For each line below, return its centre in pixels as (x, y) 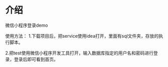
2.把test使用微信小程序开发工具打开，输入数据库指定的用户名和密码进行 (79, 53)
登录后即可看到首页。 (36, 59)
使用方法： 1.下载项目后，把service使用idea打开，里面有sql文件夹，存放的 (82, 36)
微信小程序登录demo (27, 25)
